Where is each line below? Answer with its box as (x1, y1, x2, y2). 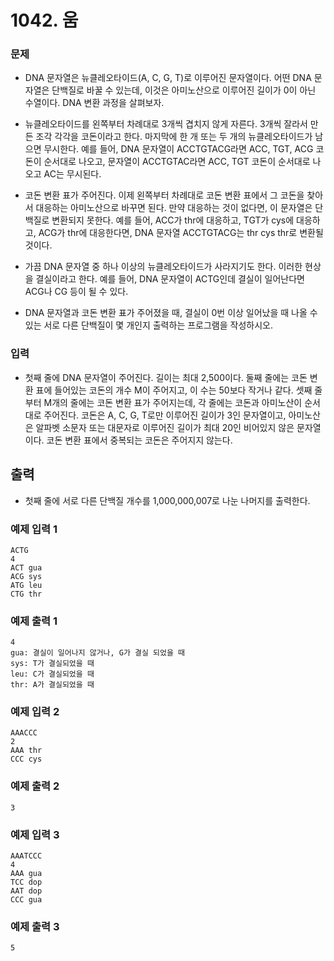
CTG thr (10, 589, 43, 599)
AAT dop (10, 886, 43, 896)
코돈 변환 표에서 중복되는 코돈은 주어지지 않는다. (46, 434, 233, 446)
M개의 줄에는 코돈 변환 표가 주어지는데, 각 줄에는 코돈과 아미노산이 (43, 396, 303, 408)
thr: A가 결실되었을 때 (10, 680, 95, 690)
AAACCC (10, 728, 38, 738)
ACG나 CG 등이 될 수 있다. (24, 286, 129, 298)
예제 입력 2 (10, 705, 60, 719)
